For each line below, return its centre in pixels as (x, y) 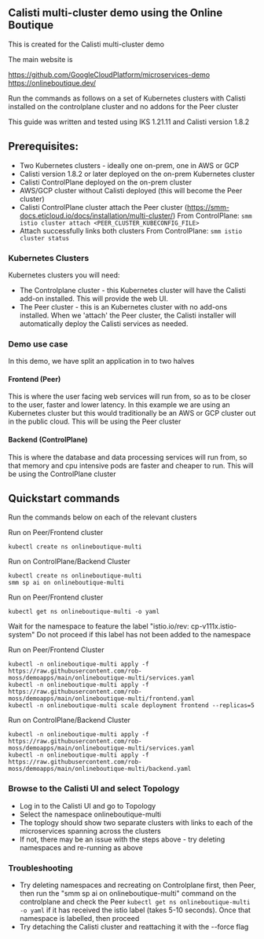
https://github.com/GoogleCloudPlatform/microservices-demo (109, 75)
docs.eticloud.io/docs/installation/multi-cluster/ (96, 215)
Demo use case (38, 343)
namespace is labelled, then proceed (79, 919)
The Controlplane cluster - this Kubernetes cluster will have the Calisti (132, 290)
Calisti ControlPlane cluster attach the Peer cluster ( (103, 207)
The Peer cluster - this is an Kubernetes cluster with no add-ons (123, 306)
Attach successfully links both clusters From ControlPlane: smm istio (131, 230)
